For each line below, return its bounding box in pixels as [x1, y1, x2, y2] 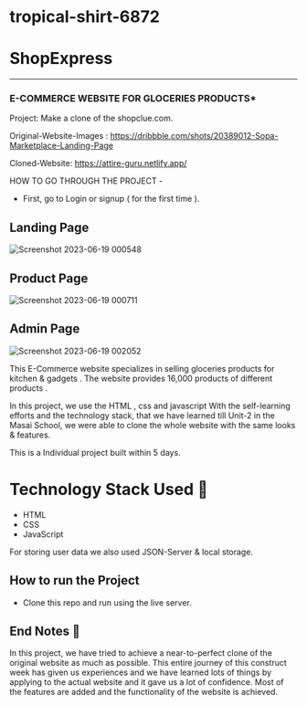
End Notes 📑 [9, 624, 80, 638]
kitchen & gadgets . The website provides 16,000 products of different [9, 373, 273, 384]
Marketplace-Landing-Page [9, 140, 114, 152]
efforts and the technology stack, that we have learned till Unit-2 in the [9, 409, 276, 421]
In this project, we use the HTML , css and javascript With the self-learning [9, 400, 291, 411]
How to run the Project [9, 573, 140, 588]
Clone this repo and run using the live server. [22, 596, 192, 608]
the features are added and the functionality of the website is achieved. [9, 687, 279, 698]
